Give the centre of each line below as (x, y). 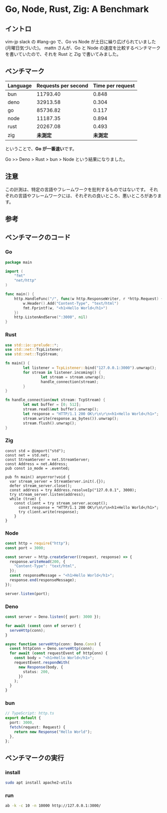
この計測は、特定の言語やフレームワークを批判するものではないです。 (77, 189)
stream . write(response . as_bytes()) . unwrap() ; (71, 418)
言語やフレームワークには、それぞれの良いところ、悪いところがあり (88, 196)
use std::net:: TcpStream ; (32, 354)
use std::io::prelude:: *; (32, 345)
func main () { (20, 294)
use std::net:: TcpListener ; (34, 349)
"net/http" (25, 281)
